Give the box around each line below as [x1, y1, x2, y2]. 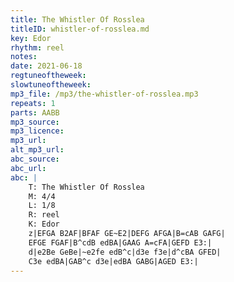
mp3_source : [10, 117, 60, 127]
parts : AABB [10, 107, 60, 118]
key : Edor [10, 33, 52, 43]
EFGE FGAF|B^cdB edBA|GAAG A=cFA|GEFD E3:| [28, 237, 213, 248]
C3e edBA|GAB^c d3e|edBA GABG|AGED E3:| [28, 256, 199, 266]
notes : [10, 52, 38, 62]
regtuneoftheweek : [10, 71, 87, 81]
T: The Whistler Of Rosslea [28, 182, 145, 192]
